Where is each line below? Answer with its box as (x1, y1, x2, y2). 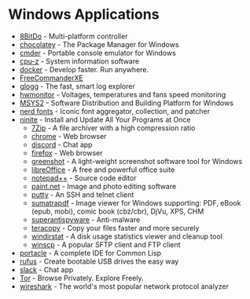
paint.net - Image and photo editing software (31, 181, 177, 191)
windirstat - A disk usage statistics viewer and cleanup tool (31, 232, 222, 241)
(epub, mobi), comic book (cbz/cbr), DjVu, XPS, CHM (31, 206, 204, 216)
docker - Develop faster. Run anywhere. (19, 64, 149, 74)
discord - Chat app (31, 140, 93, 149)
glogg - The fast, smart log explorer (19, 81, 135, 91)
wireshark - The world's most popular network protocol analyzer (19, 281, 230, 291)
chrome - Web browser (31, 131, 107, 140)
